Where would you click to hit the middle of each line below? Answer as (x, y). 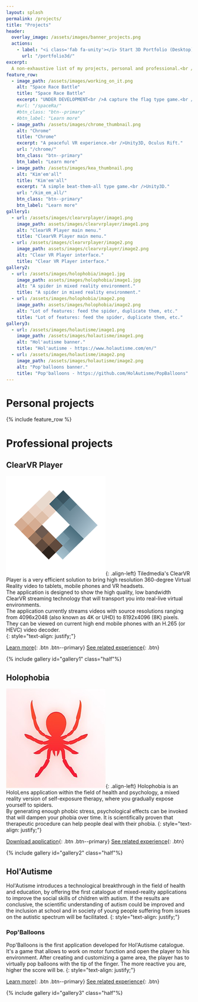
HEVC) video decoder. (33, 630)
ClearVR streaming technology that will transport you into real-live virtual (95, 599)
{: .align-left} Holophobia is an (142, 786)
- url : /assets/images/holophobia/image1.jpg (68, 274)
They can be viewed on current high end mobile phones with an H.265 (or (96, 624)
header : (16, 31)
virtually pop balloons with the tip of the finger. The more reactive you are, (96, 964)
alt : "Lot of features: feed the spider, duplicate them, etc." (97, 311)
